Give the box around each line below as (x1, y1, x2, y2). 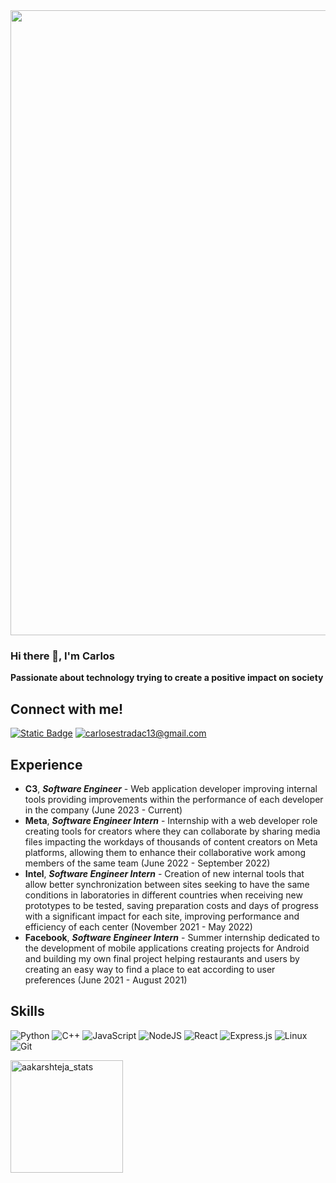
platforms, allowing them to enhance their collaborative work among (24, 846, 307, 858)
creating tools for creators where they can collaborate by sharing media (24, 825, 321, 837)
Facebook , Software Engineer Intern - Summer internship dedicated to (24, 931, 320, 943)
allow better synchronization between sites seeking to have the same (24, 878, 310, 890)
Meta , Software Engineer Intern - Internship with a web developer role (24, 814, 318, 826)
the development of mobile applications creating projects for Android (24, 942, 310, 954)
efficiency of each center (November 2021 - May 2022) (24, 920, 253, 933)
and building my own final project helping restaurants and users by (24, 952, 300, 964)
